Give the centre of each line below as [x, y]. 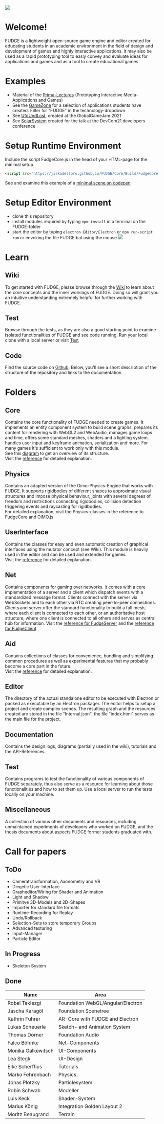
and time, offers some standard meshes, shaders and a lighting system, [77, 438]
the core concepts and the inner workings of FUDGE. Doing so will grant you [82, 292]
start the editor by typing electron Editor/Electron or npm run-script [82, 231]
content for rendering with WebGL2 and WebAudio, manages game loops [79, 433]
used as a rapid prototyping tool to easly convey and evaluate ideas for [76, 56]
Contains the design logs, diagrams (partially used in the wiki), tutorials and [81, 746]
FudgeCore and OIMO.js [29, 517]
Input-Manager [27, 933]
